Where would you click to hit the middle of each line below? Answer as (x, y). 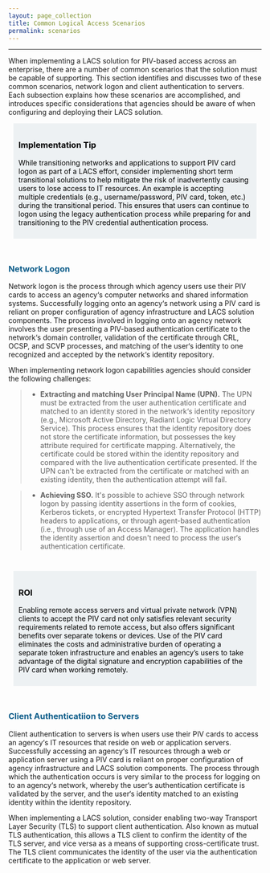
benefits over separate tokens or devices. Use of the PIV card (121, 636)
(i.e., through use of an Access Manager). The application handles (149, 529)
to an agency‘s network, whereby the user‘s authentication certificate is (127, 785)
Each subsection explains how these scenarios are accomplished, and (125, 95)
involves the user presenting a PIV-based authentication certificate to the (129, 328)
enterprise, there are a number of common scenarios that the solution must (133, 70)
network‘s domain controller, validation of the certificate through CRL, (124, 337)
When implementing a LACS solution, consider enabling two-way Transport (133, 818)
